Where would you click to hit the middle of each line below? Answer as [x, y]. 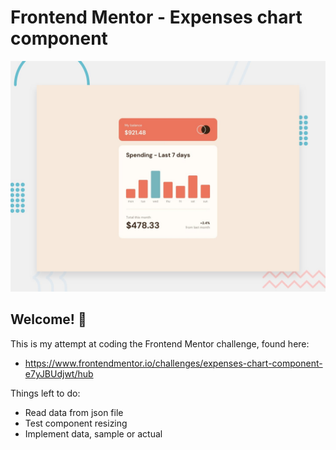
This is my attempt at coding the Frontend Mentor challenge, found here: [160, 343]
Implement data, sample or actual [93, 433]
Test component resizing [76, 423]
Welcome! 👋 [48, 319]
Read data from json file [74, 412]
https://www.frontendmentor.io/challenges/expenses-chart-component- [173, 363]
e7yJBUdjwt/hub [59, 373]
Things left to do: [45, 393]
